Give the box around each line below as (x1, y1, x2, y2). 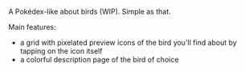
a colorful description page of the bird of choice (19, 55, 179, 64)
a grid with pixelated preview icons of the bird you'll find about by (19, 38, 237, 47)
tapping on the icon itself (19, 46, 103, 55)
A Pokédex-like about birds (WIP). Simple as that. (8, 7, 171, 16)
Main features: (8, 22, 56, 31)
